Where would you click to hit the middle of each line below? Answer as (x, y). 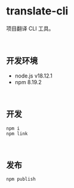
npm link (17, 133)
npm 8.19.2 (28, 82)
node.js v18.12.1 (33, 76)
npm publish (21, 179)
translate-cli (37, 11)
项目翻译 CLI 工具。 (30, 28)
